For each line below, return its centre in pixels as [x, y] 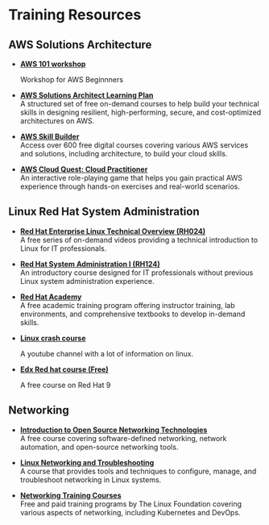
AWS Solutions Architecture [80, 45]
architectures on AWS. [57, 121]
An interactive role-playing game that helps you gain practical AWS [131, 178]
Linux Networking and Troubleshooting [87, 462]
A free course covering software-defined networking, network [123, 438]
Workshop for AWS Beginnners [71, 79]
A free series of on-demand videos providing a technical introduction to [139, 240]
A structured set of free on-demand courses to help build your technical [139, 104]
